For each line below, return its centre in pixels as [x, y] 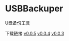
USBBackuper [34, 9]
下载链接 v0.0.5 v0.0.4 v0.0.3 [34, 33]
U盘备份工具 [18, 23]
